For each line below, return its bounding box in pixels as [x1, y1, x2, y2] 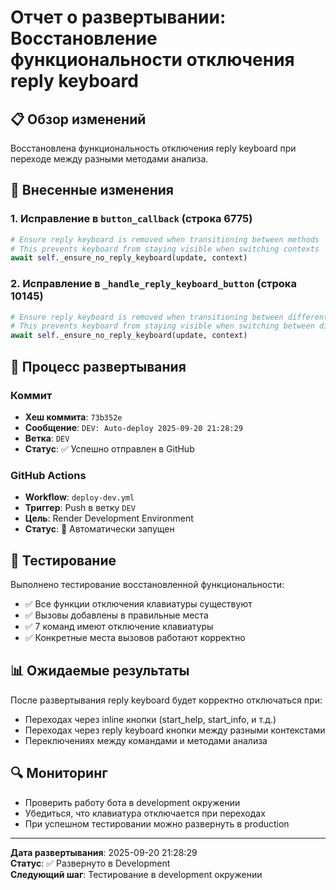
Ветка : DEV [24, 432, 70, 444]
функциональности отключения [10, 49, 295, 71]
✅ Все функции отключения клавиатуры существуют [24, 598, 253, 610]
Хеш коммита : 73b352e [24, 411, 123, 423]
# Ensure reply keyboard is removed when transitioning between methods [10, 234, 320, 245]
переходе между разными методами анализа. [10, 153, 209, 165]
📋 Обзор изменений [10, 111, 147, 128]
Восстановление [10, 27, 158, 50]
